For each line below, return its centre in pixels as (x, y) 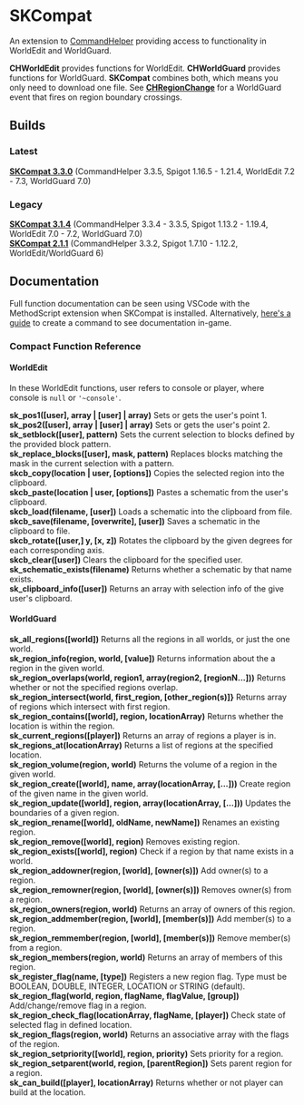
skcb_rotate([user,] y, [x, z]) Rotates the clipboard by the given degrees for (151, 540)
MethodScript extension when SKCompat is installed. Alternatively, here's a (151, 313)
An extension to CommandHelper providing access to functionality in (138, 41)
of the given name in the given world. (79, 794)
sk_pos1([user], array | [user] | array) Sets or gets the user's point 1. (138, 415)
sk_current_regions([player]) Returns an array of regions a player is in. (143, 736)
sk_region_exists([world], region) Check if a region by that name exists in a (152, 851)
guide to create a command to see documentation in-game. (121, 322)
